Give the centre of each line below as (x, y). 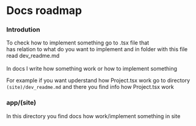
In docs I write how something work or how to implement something (92, 69)
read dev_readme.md (33, 56)
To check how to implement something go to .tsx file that (78, 43)
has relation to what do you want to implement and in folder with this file (97, 49)
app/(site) (21, 103)
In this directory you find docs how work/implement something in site (93, 116)
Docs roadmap (44, 11)
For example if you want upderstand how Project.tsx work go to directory (98, 80)
